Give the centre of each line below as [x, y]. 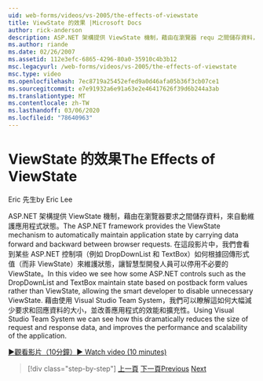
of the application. [37, 335]
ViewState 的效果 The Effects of [112, 159]
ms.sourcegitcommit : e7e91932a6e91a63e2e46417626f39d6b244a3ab [114, 89]
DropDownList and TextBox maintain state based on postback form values [128, 282]
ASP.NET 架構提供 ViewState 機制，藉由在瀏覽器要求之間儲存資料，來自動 [128, 216]
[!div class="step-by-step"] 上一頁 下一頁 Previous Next [117, 368]
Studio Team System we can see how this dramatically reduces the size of [128, 319]
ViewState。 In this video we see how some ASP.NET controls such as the [127, 273]
